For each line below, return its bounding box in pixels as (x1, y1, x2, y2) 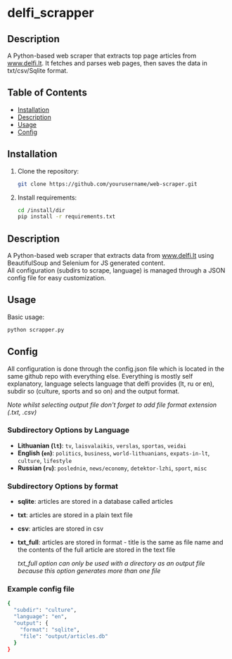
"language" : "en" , (13, 613, 68, 620)
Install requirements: (17, 193, 77, 202)
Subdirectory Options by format (7, 481, 118, 491)
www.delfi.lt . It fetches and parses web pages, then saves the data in (7, 59, 207, 67)
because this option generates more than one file (17, 567, 161, 575)
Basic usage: (7, 313, 45, 321)
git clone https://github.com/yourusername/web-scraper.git (17, 181, 198, 188)
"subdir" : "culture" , (13, 606, 77, 614)
